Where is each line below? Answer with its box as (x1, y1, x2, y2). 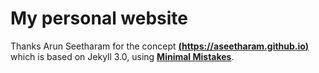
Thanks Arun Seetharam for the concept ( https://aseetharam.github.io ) (10, 40, 310, 52)
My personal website (10, 7, 189, 30)
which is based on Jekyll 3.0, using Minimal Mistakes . (10, 50, 235, 62)
